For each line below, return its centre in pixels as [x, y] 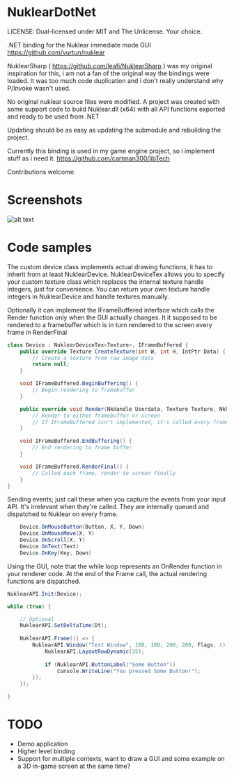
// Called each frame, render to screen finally [104, 473]
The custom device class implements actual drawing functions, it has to [110, 266]
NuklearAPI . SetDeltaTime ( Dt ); [64, 626]
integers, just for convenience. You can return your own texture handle [109, 289]
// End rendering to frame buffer [82, 448]
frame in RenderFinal [37, 332]
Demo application [42, 744]
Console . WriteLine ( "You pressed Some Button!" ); [128, 671]
